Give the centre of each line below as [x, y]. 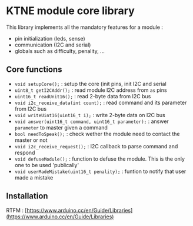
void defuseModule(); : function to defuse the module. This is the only [100, 159]
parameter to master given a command [61, 127]
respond [25, 152]
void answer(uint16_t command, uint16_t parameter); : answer [91, 121]
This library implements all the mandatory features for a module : [85, 27]
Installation [27, 196]
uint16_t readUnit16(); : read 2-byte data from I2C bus [83, 96]
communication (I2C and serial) [53, 45]
